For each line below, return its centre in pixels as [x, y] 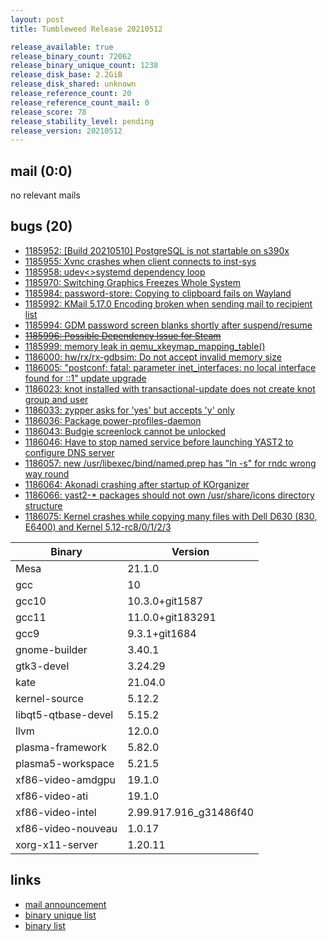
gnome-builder [51, 649]
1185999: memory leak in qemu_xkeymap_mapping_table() [145, 346]
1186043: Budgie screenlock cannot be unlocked [125, 431]
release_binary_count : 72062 [71, 56]
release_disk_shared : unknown [73, 84]
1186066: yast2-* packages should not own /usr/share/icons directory [169, 495]
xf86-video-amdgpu [65, 779]
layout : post [37, 19]
